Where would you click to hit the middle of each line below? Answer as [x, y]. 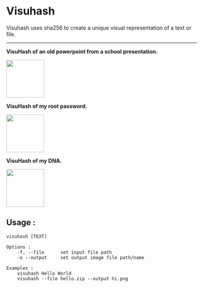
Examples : [20, 268]
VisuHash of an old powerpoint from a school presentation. [82, 51]
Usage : [21, 223]
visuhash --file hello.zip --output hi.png [73, 278]
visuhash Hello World [44, 273]
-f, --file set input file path [65, 252]
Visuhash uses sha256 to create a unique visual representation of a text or [99, 28]
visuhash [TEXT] [27, 236]
